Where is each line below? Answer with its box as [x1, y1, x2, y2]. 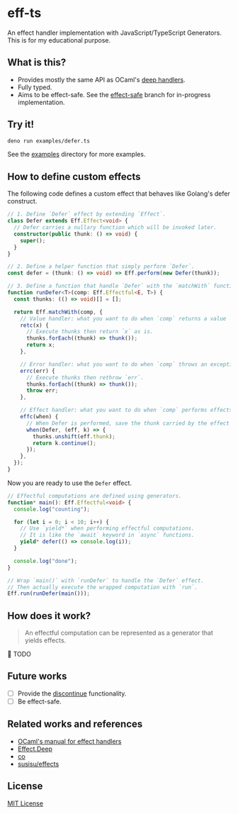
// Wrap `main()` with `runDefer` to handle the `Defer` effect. [7, 576, 204, 584]
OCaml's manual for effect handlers [17, 737, 122, 745]
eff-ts [7, 5, 42, 21]
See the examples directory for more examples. [7, 150, 146, 159]
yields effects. [24, 636, 67, 645]
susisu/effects [17, 759, 59, 768]
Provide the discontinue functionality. [17, 689, 127, 698]
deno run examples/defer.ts [7, 137, 91, 145]
